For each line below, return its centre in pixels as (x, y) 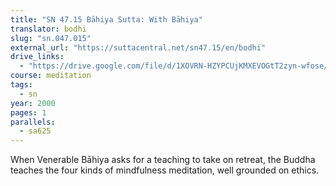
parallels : (33, 122)
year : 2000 (33, 103)
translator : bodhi (48, 29)
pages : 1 (28, 112)
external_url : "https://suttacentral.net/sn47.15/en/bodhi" (138, 47)
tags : (21, 85)
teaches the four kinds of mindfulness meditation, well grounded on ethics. (165, 170)
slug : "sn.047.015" (51, 38)
